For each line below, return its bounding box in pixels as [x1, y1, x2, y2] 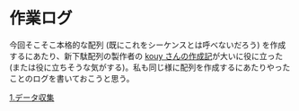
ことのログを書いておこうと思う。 [9, 73, 135, 83]
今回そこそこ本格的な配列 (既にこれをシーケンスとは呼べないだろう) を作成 [9, 39, 286, 50]
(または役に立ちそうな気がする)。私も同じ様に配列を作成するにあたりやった [9, 62, 291, 73]
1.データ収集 [9, 91, 55, 103]
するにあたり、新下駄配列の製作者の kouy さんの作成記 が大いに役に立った [9, 50, 284, 61]
